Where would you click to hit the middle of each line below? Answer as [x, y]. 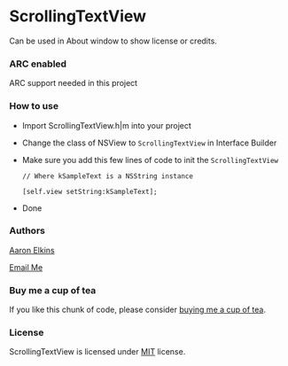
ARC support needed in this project [74, 83]
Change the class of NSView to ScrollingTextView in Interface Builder [149, 143]
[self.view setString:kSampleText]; [90, 191]
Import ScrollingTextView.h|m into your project [107, 125]
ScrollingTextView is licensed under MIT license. [97, 352]
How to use [34, 106]
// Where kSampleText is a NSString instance [107, 176]
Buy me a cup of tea [53, 290]
